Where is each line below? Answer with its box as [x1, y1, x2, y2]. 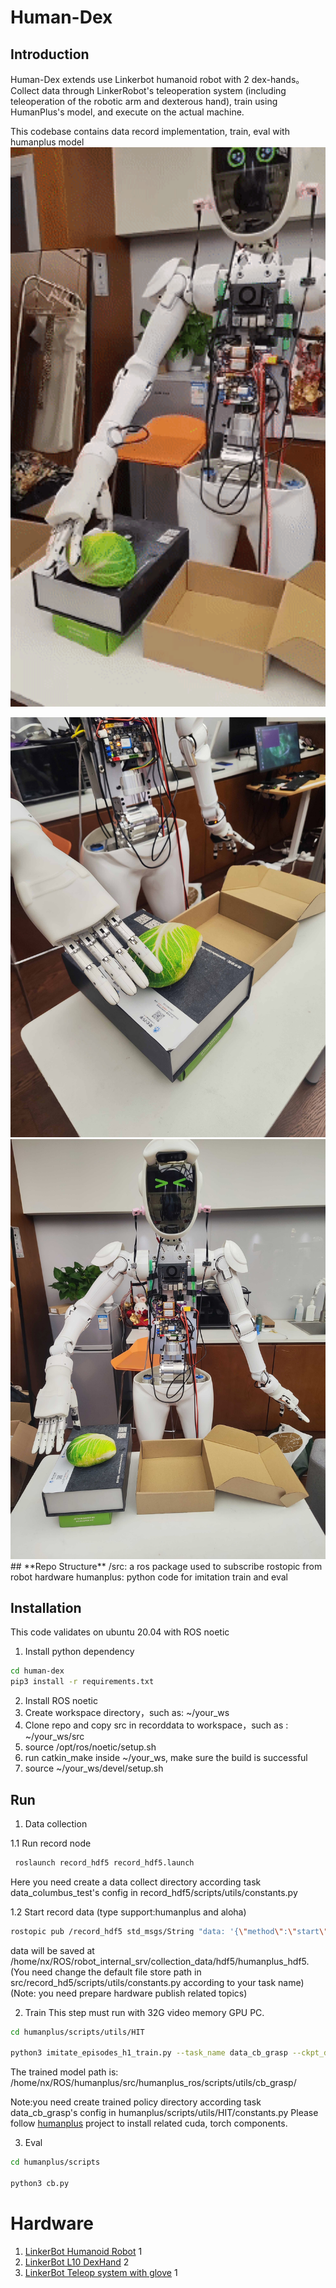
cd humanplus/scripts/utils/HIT [10, 2027, 145, 2037]
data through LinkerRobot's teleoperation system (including [41, 85, 287, 96]
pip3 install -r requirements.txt [10, 1677, 155, 1687]
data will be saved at [10, 1944, 95, 1956]
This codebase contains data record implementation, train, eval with [10, 126, 290, 137]
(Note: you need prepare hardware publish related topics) [10, 1987, 248, 1999]
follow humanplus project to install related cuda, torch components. [10, 2117, 288, 2130]
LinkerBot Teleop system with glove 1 [24, 2266, 178, 2278]
